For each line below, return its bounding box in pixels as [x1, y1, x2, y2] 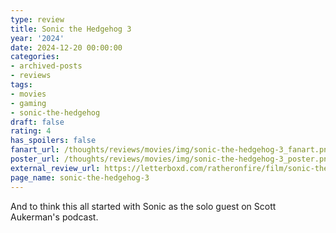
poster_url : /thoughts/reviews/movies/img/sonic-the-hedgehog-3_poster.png [10, 154, 333, 164]
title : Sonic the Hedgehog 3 [10, 24, 132, 34]
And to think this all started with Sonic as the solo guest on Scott [10, 200, 277, 212]
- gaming [10, 98, 47, 108]
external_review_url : [10, 163, 101, 173]
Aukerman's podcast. [10, 211, 99, 223]
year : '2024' [10, 33, 65, 43]
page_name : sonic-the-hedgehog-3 [10, 172, 150, 183]
